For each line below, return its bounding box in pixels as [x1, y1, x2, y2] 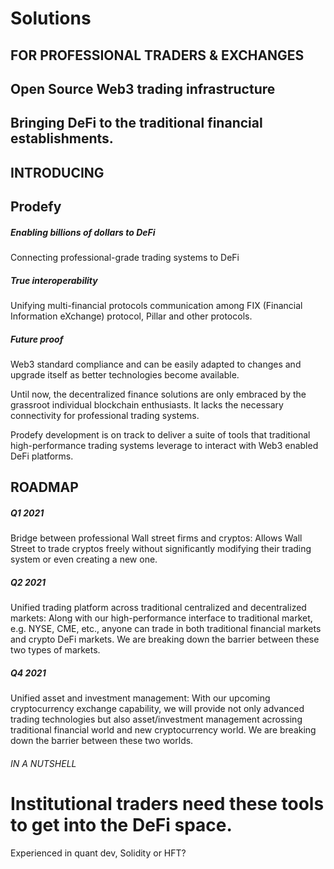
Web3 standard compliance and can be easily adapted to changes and [10, 358, 302, 371]
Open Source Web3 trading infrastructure [10, 80, 276, 97]
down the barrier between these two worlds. [10, 735, 194, 747]
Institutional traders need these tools [10, 793, 325, 816]
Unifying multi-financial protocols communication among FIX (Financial [10, 300, 303, 312]
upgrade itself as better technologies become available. [10, 369, 240, 381]
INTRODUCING [10, 164, 105, 181]
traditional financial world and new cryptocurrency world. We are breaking [10, 724, 317, 736]
